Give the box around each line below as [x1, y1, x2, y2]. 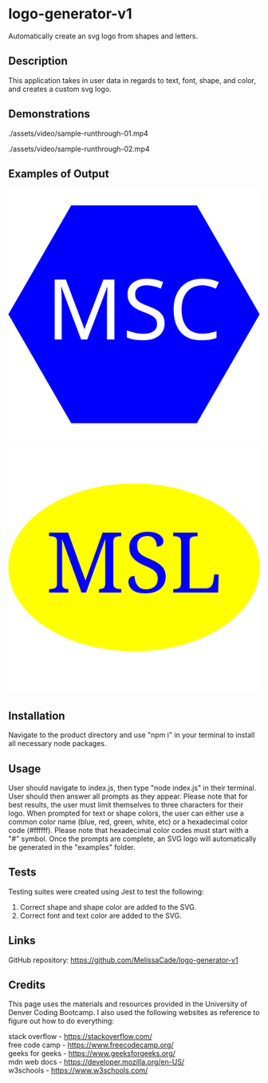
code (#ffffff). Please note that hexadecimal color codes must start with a [8, 826, 249, 835]
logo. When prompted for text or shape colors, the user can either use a [8, 808, 245, 818]
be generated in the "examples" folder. [8, 843, 136, 851]
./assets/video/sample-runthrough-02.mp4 [8, 144, 150, 153]
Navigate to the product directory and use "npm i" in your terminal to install [8, 730, 255, 740]
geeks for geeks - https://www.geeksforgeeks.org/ [8, 1049, 175, 1058]
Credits [8, 978, 46, 992]
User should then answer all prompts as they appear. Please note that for [8, 791, 249, 801]
